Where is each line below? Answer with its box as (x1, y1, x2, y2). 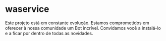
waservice (5, 3, 50, 15)
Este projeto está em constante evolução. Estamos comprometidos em (5, 20, 150, 26)
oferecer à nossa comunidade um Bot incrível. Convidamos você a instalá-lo (5, 25, 161, 31)
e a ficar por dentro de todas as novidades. (5, 30, 93, 36)
